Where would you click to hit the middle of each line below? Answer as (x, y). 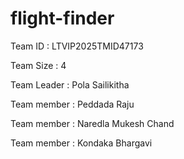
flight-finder (62, 18)
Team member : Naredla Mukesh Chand (92, 123)
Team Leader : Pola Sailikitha (70, 84)
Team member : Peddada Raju (72, 104)
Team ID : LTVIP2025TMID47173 (77, 46)
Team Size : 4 (38, 65)
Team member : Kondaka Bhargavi (81, 143)
